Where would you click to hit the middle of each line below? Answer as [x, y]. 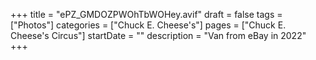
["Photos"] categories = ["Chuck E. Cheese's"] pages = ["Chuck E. [148, 25]
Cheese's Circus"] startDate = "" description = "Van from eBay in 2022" [158, 35]
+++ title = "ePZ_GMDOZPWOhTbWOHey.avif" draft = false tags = [146, 14]
